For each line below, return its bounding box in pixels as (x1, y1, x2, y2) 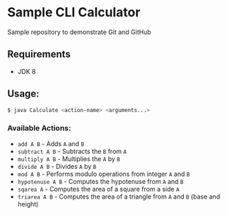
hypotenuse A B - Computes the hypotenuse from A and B (17, 177, 184, 185)
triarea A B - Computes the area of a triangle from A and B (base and (17, 192, 221, 201)
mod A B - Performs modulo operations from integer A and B (17, 170, 190, 178)
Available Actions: (7, 123, 71, 133)
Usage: (7, 88, 40, 100)
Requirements (7, 48, 71, 60)
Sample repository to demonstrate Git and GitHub (7, 28, 152, 36)
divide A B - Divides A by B (17, 162, 97, 170)
